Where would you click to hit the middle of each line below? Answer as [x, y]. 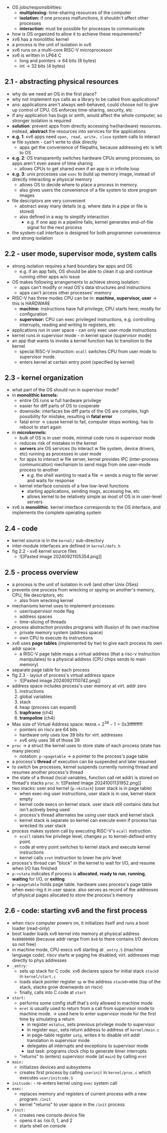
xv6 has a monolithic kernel [40, 39]
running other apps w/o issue [50, 276]
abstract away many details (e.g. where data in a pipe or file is [83, 206]
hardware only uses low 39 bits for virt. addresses [71, 735]
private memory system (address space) [61, 633]
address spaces [36, 616]
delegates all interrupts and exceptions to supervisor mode [87, 1046]
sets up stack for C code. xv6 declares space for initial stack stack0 [89, 971]
